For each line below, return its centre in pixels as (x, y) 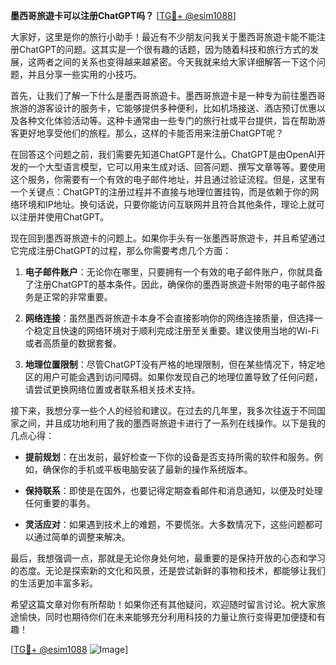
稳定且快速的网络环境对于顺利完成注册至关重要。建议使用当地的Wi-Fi (176, 330)
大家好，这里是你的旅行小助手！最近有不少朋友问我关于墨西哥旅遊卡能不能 (163, 37)
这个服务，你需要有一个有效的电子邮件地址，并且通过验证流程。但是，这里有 (168, 179)
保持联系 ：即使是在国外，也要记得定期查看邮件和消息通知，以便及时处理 (173, 490)
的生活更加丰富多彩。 (54, 583)
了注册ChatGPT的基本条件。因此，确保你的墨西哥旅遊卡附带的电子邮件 (170, 284)
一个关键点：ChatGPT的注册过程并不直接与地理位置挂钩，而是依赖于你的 (160, 192)
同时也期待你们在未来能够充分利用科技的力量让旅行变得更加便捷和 (180, 617)
